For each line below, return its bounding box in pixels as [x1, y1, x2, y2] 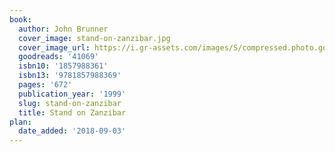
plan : [9, 117, 32, 127]
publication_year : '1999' [18, 89, 127, 99]
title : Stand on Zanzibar [18, 107, 127, 118]
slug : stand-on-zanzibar [18, 98, 122, 108]
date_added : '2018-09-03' [18, 126, 127, 136]
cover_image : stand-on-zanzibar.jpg [18, 33, 171, 43]
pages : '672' [18, 80, 73, 90]
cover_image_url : [18, 42, 91, 53]
